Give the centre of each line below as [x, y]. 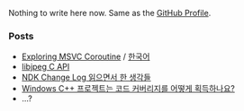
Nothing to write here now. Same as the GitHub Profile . [110, 13]
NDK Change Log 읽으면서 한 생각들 [86, 77]
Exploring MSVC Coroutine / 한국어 [86, 56]
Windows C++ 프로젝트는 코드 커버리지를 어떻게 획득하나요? [128, 89]
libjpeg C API [45, 67]
